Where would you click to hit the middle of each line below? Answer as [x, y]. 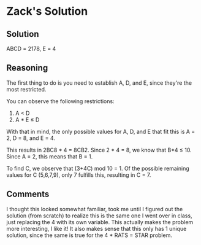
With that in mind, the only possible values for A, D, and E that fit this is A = [101, 131]
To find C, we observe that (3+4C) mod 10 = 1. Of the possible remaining [98, 168]
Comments [28, 194]
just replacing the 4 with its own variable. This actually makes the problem [100, 222]
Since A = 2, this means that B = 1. [50, 156]
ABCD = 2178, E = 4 [31, 49]
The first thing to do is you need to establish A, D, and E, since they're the [99, 83]
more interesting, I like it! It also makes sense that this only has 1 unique [97, 228]
